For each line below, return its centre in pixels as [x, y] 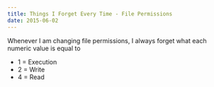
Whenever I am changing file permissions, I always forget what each [107, 40]
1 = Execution [37, 62]
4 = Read [31, 77]
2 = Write [31, 69]
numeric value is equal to [44, 48]
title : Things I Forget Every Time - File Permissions [90, 14]
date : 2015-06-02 [33, 21]
